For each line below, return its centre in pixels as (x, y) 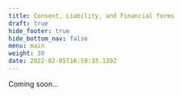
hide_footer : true (39, 31)
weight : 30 (27, 53)
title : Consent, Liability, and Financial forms (91, 16)
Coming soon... (33, 84)
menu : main (27, 46)
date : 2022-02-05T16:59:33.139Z (62, 61)
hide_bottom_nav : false (48, 38)
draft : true (28, 23)
